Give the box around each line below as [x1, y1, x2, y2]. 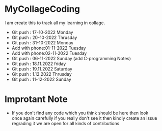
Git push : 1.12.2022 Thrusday [11, 71, 72, 77]
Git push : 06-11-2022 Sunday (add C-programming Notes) [11, 55, 131, 61]
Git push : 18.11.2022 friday [11, 61, 66, 66]
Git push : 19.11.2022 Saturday [11, 65, 73, 72]
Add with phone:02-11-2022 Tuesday [11, 50, 87, 56]
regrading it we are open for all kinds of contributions [11, 120, 120, 126]
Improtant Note [4, 94, 68, 105]
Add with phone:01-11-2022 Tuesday [11, 45, 86, 51]
